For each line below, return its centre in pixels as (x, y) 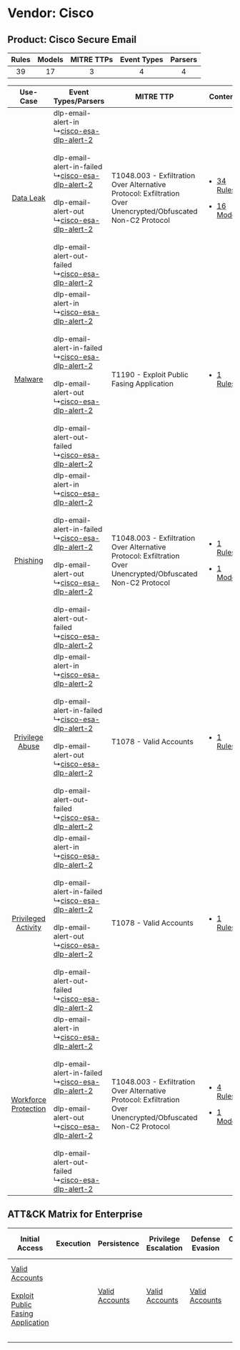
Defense (206, 1239)
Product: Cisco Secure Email (72, 40)
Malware (29, 379)
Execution (74, 1243)
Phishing (29, 560)
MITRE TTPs (92, 60)
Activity (29, 927)
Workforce (29, 1100)
